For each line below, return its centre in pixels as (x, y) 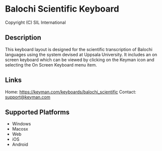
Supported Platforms (37, 112)
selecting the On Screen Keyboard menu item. (51, 65)
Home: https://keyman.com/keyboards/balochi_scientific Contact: (71, 92)
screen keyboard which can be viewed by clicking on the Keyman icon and (80, 60)
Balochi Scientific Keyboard (62, 9)
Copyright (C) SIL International (36, 22)
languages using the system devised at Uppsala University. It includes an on (81, 54)
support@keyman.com (28, 97)
